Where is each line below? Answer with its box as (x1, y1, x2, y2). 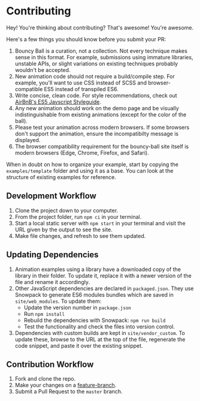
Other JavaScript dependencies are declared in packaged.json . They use (14, 285, 194, 292)
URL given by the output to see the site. (14, 226, 113, 233)
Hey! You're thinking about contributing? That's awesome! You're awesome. (6, 24, 193, 31)
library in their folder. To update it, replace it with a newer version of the (14, 272, 192, 279)
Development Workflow (6, 191, 97, 201)
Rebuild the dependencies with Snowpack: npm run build (23, 316, 166, 324)
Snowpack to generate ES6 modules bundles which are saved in (14, 291, 174, 298)
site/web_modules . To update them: (14, 297, 102, 304)
